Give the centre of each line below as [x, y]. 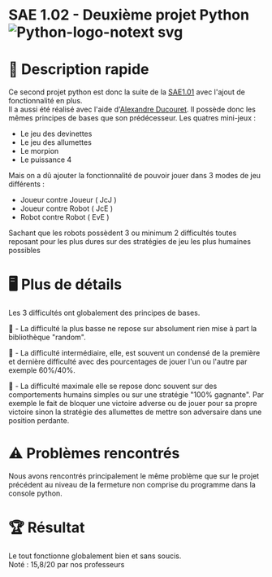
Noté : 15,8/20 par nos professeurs [67, 564]
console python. [35, 493]
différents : [26, 184]
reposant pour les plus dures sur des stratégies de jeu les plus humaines [130, 242]
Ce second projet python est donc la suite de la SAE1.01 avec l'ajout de [127, 92]
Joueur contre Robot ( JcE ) [67, 208]
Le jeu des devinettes [56, 134]
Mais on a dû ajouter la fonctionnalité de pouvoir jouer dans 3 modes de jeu [135, 176]
